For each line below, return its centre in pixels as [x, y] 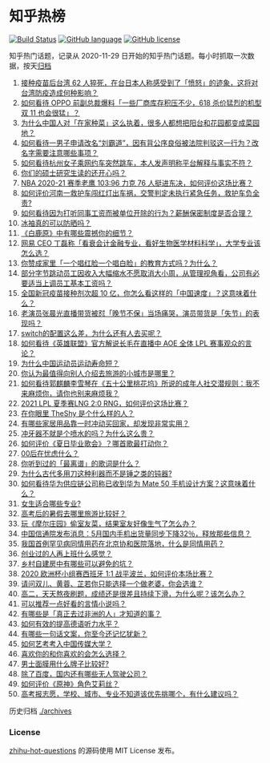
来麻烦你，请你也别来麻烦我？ [70, 393]
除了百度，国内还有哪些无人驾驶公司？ [84, 673]
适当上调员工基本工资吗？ [70, 283]
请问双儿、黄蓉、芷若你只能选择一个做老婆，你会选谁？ [112, 583]
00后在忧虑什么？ [50, 453]
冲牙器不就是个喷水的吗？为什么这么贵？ [87, 433]
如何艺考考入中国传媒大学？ [66, 644]
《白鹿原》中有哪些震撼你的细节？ [77, 232]
